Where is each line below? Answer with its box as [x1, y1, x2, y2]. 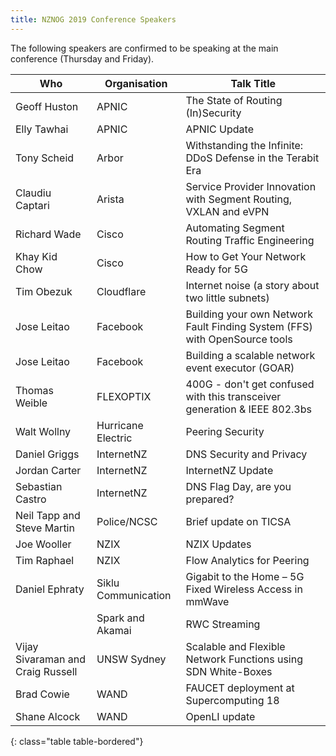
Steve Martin [15, 521, 75, 535]
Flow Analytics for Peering [185, 553, 310, 567]
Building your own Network [185, 307, 313, 321]
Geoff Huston [15, 99, 79, 113]
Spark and [96, 611, 145, 625]
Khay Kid [15, 249, 58, 263]
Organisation [104, 76, 168, 90]
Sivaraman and [15, 652, 87, 666]
